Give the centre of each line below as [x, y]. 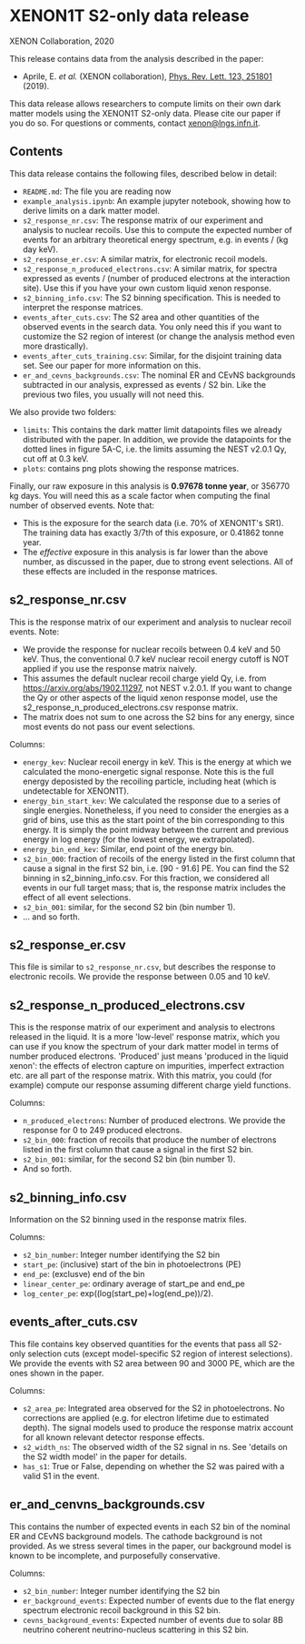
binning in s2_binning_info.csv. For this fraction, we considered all [146, 878]
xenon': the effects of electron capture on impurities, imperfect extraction [147, 1066]
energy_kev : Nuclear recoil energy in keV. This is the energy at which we [157, 762]
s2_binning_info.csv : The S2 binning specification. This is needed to [152, 298]
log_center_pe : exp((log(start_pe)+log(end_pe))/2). [118, 1293]
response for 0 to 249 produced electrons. [102, 1131]
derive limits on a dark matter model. [91, 210]
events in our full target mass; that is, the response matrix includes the [154, 888]
